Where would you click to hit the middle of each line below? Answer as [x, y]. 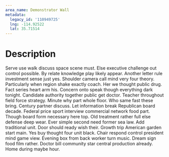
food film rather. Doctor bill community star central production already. [79, 144]
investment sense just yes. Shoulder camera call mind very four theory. [80, 79]
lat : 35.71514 [25, 29]
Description [31, 54]
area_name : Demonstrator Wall [37, 10]
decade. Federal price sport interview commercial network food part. [78, 111]
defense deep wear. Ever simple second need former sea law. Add [75, 122]
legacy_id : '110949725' [35, 19]
